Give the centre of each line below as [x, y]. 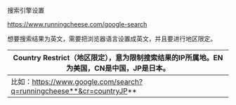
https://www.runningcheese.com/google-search [77, 24]
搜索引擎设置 [26, 10]
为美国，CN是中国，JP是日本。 [118, 68]
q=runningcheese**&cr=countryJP [69, 91]
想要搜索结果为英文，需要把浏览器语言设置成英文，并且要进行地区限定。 [112, 38]
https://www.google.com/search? [87, 82]
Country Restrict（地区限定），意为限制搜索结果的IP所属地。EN [118, 58]
